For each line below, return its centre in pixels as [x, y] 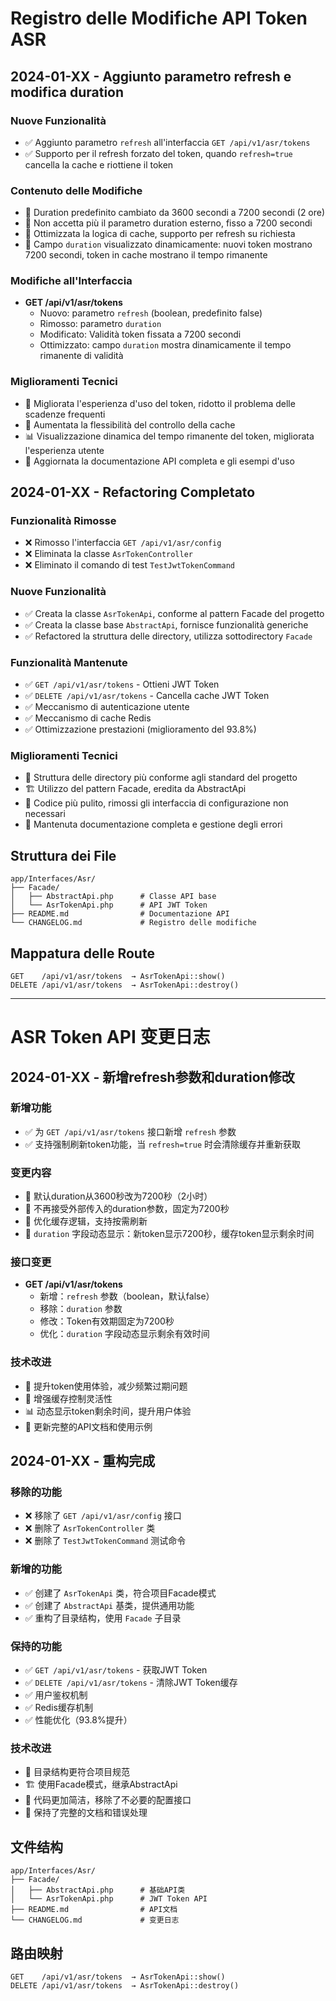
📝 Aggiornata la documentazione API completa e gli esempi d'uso [159, 461]
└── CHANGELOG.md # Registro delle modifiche [133, 923]
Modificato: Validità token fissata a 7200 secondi [140, 334]
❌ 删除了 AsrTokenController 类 [90, 1528]
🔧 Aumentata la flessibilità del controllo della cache [130, 424]
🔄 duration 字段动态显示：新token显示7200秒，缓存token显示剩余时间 [169, 1234]
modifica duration [67, 92]
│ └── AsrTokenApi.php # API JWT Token [109, 905]
